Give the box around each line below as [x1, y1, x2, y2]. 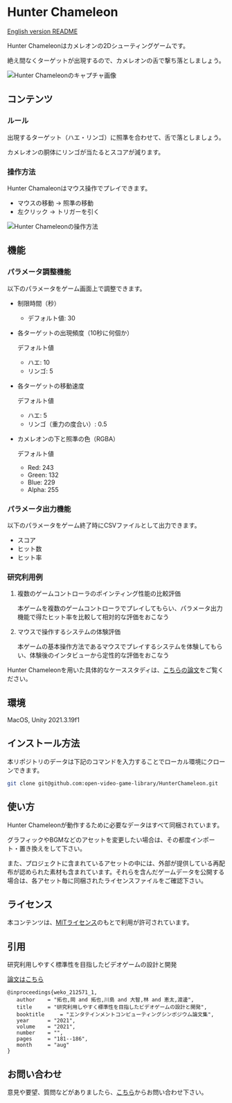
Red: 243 [27, 463, 54, 471]
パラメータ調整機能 [7, 267, 71, 277]
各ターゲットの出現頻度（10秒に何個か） [17, 328, 134, 337]
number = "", [16, 1029, 64, 1036]
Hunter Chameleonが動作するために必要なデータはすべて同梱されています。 [7, 821, 224, 829]
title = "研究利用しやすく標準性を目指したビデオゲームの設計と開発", [16, 1004, 208, 1011]
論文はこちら [7, 975, 44, 983]
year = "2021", [16, 1018, 76, 1024]
